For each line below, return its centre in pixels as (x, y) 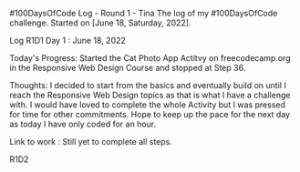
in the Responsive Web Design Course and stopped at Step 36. (128, 68)
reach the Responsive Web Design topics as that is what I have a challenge (150, 95)
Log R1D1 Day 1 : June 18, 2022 (67, 40)
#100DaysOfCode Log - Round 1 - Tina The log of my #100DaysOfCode (144, 13)
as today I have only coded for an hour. (83, 124)
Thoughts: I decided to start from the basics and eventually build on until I (148, 85)
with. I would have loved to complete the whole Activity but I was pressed (147, 105)
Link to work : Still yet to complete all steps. (91, 142)
